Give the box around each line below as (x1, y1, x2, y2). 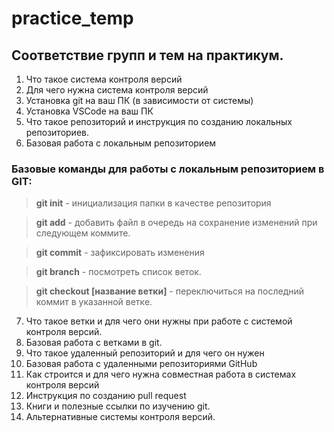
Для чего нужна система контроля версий (25, 84, 209, 96)
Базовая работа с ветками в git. (25, 337, 163, 349)
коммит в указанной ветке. (35, 296, 153, 308)
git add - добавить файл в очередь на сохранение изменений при (35, 217, 318, 229)
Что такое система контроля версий (25, 73, 183, 85)
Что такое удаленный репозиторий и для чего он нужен (25, 347, 265, 359)
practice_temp (11, 7, 134, 30)
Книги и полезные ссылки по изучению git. (25, 400, 211, 412)
